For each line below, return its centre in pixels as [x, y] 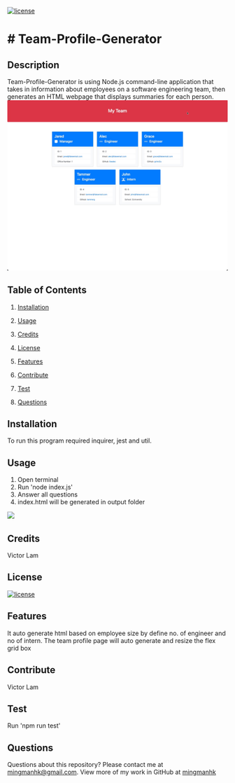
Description [33, 65]
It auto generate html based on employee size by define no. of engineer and [116, 633]
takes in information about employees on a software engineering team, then [116, 89]
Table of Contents [47, 290]
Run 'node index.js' [45, 487]
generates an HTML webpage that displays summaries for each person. [111, 97]
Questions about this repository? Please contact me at [85, 765]
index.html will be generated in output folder [81, 502]
